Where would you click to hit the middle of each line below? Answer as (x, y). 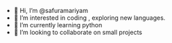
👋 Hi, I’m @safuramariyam (51, 11)
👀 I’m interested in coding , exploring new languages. (89, 18)
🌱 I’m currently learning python (58, 25)
